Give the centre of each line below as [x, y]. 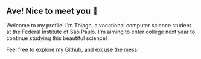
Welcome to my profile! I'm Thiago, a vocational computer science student [99, 25]
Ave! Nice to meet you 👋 [52, 11]
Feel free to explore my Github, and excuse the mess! [72, 49]
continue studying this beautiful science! [57, 38]
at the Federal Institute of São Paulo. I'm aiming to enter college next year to [101, 32]
